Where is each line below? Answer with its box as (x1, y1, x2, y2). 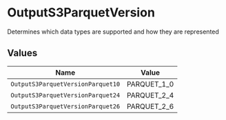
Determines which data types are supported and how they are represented (7, 27, 219, 36)
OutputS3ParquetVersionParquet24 (10, 91, 121, 99)
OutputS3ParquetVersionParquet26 (10, 102, 121, 110)
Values (7, 47, 38, 59)
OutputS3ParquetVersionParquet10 (10, 80, 121, 88)
